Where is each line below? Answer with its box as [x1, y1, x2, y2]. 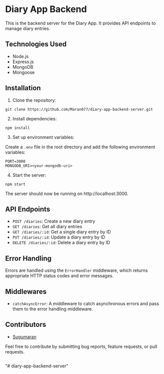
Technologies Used [5, 40, 66, 49]
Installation [5, 84, 41, 92]
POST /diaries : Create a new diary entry [12, 218, 95, 224]
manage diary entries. [5, 25, 50, 31]
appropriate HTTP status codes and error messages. [5, 273, 114, 279]
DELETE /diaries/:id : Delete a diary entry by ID [12, 240, 110, 246]
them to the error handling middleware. [12, 306, 93, 312]
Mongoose [12, 69, 35, 75]
